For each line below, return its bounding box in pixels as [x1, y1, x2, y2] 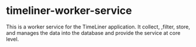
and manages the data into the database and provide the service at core [6, 29, 181, 36]
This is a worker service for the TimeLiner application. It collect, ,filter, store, [6, 23, 191, 30]
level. [6, 35, 19, 42]
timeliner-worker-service [6, 4, 132, 17]
